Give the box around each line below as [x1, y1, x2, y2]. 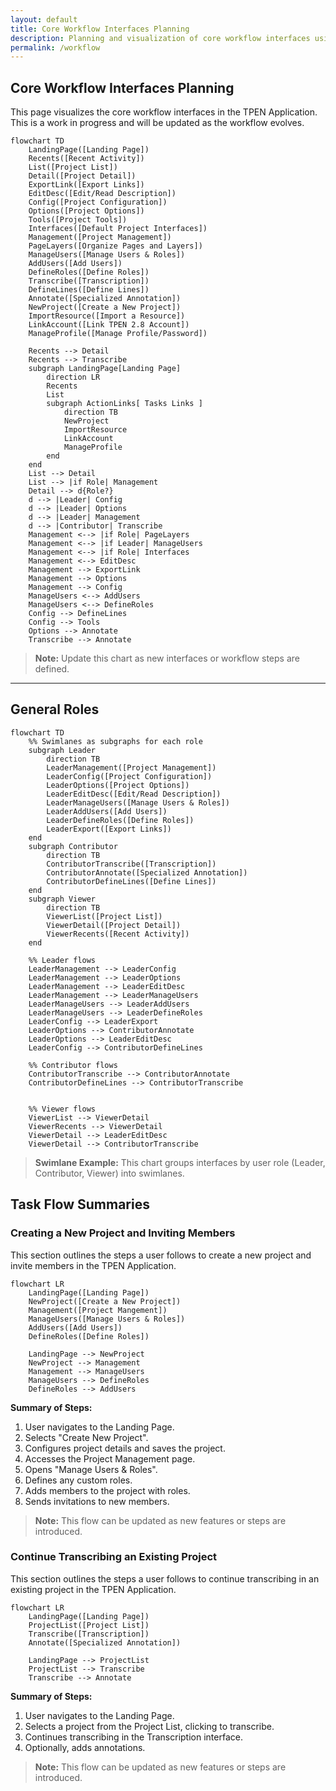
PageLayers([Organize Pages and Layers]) [28, 241, 203, 251]
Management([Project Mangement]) [28, 1305, 168, 1315]
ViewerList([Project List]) [46, 911, 163, 921]
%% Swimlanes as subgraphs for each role [28, 736, 203, 746]
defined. [34, 663, 70, 675]
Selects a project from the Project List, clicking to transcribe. [24, 1720, 275, 1732]
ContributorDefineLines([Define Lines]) [46, 876, 217, 886]
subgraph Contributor [28, 841, 118, 851]
